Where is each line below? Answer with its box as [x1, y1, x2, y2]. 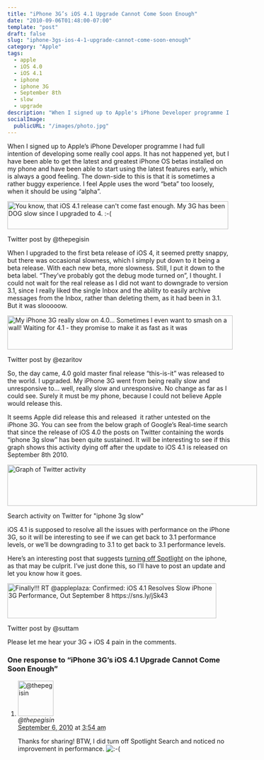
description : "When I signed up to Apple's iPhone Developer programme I [7, 109, 230, 116]
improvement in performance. [17, 744, 105, 753]
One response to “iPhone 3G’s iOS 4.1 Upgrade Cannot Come [7, 655, 221, 665]
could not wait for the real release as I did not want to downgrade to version [7, 278, 229, 287]
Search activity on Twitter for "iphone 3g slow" [7, 511, 144, 520]
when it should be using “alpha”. [7, 187, 101, 195]
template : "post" [7, 23, 59, 30]
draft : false [7, 30, 46, 38]
